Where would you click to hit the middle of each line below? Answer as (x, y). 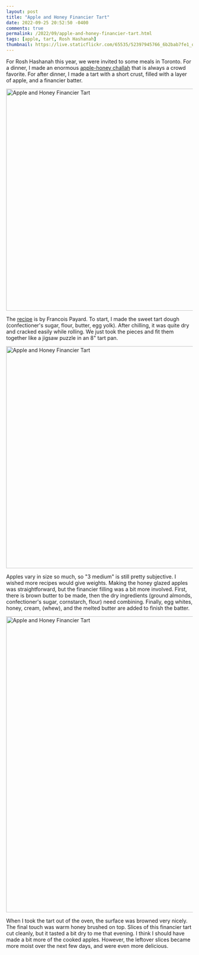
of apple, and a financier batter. (44, 80)
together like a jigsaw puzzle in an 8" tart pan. (62, 337)
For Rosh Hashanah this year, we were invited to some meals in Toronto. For (99, 61)
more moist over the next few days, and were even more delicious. (87, 946)
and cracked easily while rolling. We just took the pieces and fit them (90, 332)
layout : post (22, 12)
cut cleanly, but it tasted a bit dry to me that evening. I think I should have (95, 933)
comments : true (25, 28)
